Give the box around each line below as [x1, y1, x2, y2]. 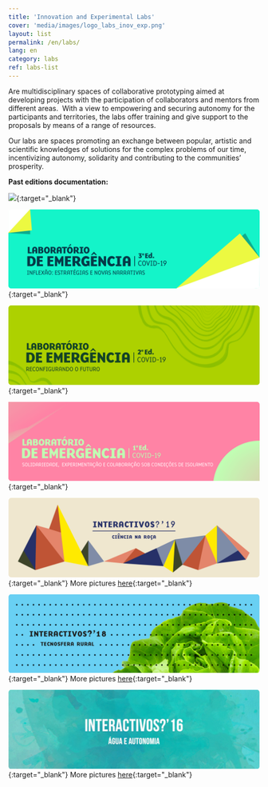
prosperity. [8, 161, 45, 171]
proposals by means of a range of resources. [8, 120, 156, 130]
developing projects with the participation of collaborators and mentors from [8, 94, 259, 104]
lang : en [8, 46, 37, 55]
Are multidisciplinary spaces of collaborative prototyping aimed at [8, 86, 225, 96]
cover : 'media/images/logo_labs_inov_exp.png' [8, 21, 166, 30]
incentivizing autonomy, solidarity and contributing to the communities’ [8, 153, 242, 162]
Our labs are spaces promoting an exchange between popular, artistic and [8, 136, 252, 146]
